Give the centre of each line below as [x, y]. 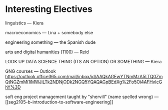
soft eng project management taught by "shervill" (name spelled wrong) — [82, 97]
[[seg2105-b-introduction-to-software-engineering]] [59, 102]
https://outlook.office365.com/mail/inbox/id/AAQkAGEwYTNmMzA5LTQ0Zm [84, 76]
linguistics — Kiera [24, 23]
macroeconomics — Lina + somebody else [49, 32]
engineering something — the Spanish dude [50, 42]
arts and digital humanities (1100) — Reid [47, 52]
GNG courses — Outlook [30, 71]
